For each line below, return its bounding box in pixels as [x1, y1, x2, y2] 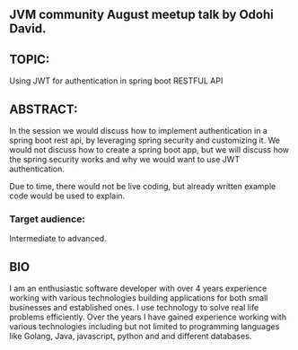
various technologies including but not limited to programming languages [9, 321, 280, 332]
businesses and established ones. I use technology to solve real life [9, 302, 259, 313]
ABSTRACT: [9, 101, 78, 117]
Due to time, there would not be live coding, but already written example [9, 181, 276, 192]
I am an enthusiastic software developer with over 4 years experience [9, 283, 267, 294]
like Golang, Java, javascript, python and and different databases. [9, 331, 252, 342]
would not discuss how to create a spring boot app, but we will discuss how [9, 144, 290, 155]
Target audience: [9, 213, 85, 225]
